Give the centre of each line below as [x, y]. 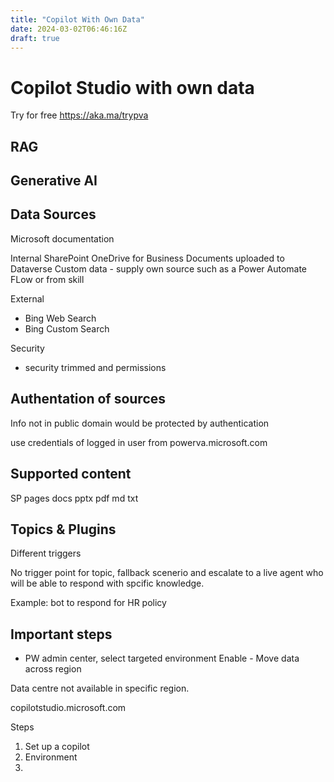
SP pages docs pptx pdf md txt [74, 498]
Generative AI [54, 181]
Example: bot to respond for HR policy [88, 603]
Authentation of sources [88, 399]
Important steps [61, 634]
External [27, 298]
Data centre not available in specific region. [100, 688]
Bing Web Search [60, 318]
